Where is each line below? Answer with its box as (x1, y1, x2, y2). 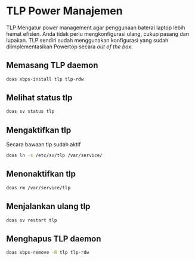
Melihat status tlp (6, 93, 73, 103)
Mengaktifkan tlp (6, 125, 72, 135)
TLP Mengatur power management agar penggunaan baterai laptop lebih (6, 24, 185, 31)
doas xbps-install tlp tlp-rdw (6, 76, 84, 82)
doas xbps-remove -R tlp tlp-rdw (6, 250, 89, 256)
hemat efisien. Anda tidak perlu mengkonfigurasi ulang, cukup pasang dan (6, 30, 190, 37)
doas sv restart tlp (6, 217, 58, 223)
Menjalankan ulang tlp (6, 201, 91, 211)
